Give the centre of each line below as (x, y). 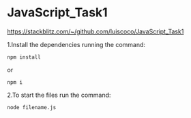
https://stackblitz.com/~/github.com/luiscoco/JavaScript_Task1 (95, 31)
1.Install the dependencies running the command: (76, 44)
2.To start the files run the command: (59, 95)
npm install (24, 57)
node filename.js (32, 107)
